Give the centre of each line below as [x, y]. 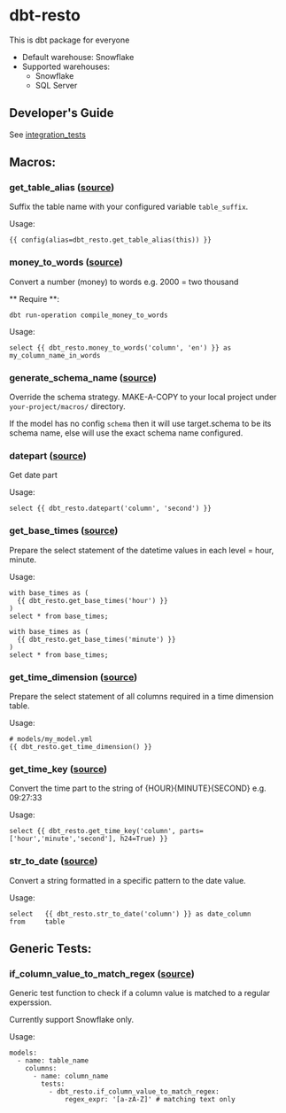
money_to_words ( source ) [66, 262]
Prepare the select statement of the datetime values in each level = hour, [142, 550]
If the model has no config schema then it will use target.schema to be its [140, 424]
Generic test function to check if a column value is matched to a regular [140, 993]
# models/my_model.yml [51, 739]
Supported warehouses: [66, 66]
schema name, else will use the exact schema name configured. [126, 433]
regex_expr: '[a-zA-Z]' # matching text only [151, 1100]
